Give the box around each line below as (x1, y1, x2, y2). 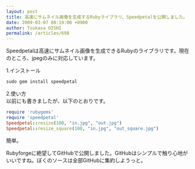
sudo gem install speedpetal (6, 79, 78, 85)
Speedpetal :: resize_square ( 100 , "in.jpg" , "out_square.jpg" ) (6, 126, 159, 131)
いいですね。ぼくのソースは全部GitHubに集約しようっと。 (6, 157, 146, 164)
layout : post (6, 8, 38, 15)
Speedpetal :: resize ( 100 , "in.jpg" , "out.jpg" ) (6, 120, 122, 126)
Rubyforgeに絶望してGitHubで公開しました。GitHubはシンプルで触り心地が (6, 149, 189, 156)
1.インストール (6, 67, 41, 74)
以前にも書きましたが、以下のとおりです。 (6, 97, 109, 104)
